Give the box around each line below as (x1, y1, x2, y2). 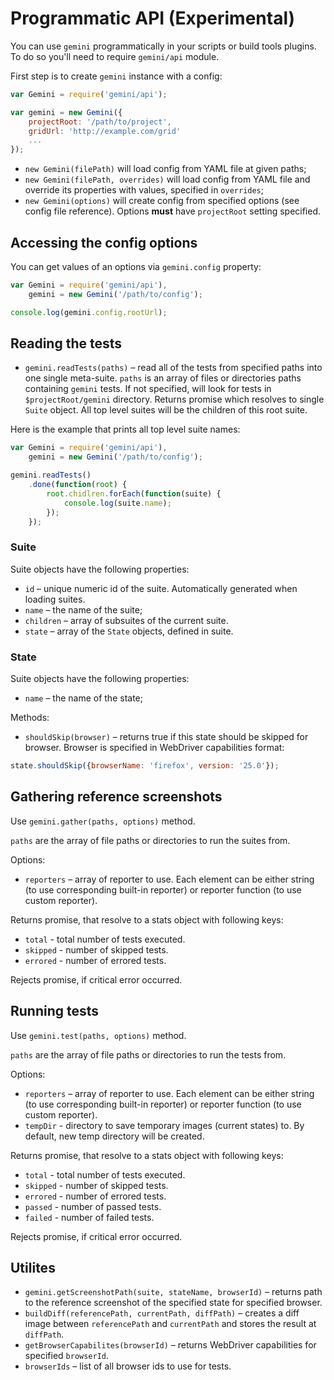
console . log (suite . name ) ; (63, 498, 172, 508)
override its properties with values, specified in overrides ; (24, 184, 265, 196)
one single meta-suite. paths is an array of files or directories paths (24, 372, 302, 384)
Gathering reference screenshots (10, 788, 223, 806)
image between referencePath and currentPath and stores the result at (24, 1318, 317, 1330)
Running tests (10, 1003, 100, 1020)
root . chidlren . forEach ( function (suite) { (46, 488, 222, 499)
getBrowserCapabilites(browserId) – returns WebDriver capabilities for (24, 1339, 317, 1351)
